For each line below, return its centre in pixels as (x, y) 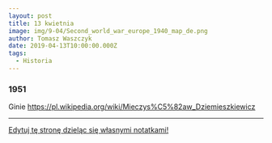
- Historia (34, 61)
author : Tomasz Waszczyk (50, 38)
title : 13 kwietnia (41, 23)
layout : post (30, 16)
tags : (17, 53)
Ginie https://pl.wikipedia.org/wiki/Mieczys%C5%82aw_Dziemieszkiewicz (132, 107)
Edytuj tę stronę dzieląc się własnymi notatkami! (89, 130)
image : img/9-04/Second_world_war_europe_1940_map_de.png (108, 31)
